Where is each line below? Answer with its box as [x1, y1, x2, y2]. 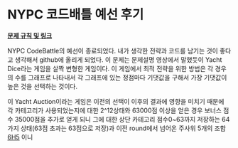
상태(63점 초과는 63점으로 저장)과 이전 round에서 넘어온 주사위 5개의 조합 [20, 124, 226, 132]
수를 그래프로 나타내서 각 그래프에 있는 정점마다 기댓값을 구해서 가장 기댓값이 [14, 73, 227, 82]
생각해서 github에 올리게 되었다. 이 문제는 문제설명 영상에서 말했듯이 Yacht [14, 55, 222, 64]
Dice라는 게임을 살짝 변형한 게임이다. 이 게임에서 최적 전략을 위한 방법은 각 [7, 64, 214, 73]
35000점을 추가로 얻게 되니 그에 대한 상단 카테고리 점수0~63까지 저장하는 [14, 115, 220, 123]
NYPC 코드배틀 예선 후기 [7, 6, 144, 23]
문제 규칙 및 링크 [7, 31, 53, 40]
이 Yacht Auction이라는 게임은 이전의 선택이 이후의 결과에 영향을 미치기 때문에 [7, 97, 225, 105]
